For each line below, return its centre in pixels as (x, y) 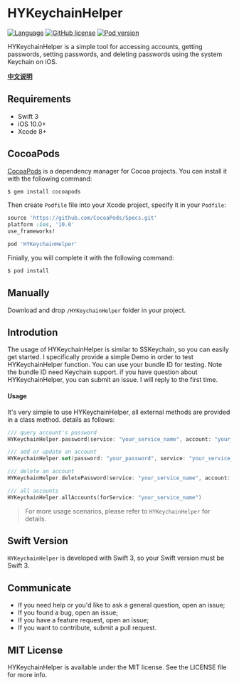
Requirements (39, 99)
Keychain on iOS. (32, 61)
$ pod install (28, 271)
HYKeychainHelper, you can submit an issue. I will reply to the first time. (113, 380)
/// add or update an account (52, 452)
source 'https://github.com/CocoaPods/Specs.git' (83, 218)
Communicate (39, 588)
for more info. (27, 675)
